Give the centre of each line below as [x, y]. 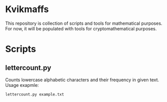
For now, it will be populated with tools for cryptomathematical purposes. [81, 28]
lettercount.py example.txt [35, 94]
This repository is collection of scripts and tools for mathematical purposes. [84, 23]
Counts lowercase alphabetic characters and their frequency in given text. [82, 80]
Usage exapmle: [22, 85]
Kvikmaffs [27, 9]
